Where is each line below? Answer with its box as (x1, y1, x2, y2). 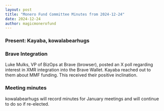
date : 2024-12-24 (5, 16, 41, 21)
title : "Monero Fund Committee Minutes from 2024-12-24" (5, 12, 125, 17)
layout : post (5, 7, 32, 12)
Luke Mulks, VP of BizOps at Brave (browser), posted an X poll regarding (5, 62, 153, 68)
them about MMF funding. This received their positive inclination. (5, 72, 138, 78)
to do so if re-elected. (5, 101, 49, 107)
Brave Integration (5, 50, 48, 57)
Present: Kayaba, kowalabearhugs (5, 37, 90, 44)
